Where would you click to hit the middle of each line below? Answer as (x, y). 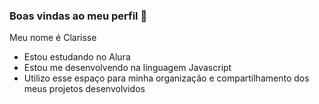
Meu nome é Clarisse (53, 38)
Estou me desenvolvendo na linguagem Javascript (127, 68)
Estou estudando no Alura (77, 57)
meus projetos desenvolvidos (84, 89)
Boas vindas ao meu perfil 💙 (78, 16)
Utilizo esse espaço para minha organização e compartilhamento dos (166, 78)
